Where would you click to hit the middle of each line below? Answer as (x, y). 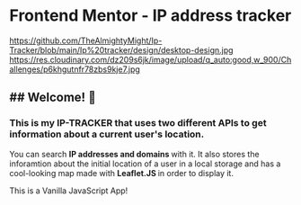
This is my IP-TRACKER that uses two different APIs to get (138, 123)
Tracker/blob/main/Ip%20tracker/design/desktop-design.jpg (121, 49)
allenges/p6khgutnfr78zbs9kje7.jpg (75, 69)
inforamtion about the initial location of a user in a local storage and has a (145, 164)
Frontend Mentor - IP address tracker (150, 16)
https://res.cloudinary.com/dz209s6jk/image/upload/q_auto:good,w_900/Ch (150, 59)
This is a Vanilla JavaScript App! (69, 191)
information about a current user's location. (107, 134)
